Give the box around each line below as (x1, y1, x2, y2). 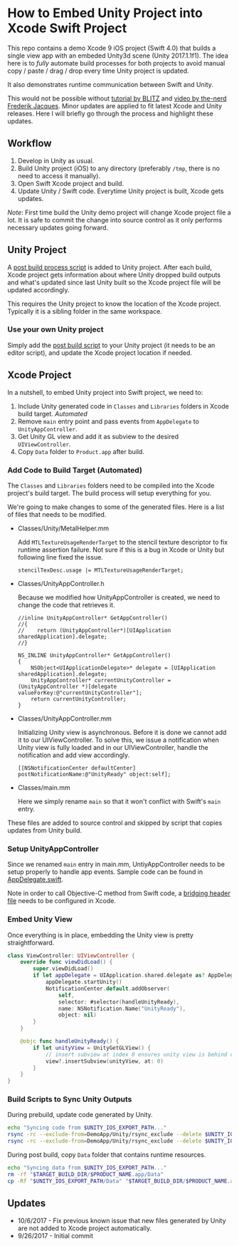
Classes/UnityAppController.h (17, 579, 105, 587)
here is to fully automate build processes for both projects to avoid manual (7, 58, 225, 67)
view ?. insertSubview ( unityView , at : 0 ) (45, 1057, 164, 1065)
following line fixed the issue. (17, 552, 103, 561)
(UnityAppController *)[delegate (17, 683, 117, 690)
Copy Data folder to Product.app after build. (17, 447, 144, 455)
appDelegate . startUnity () (45, 979, 122, 986)
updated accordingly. (7, 285, 70, 294)
